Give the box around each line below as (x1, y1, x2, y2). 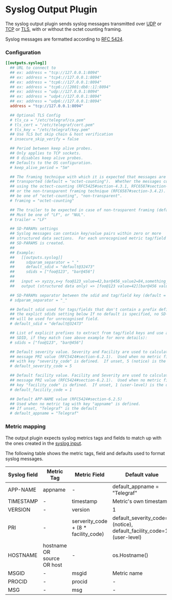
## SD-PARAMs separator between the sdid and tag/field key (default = (10, 293, 166, 298)
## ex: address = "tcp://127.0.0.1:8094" (10, 70, 100, 75)
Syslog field (8, 471, 38, 478)
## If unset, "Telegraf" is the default (10, 406, 97, 411)
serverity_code (72, 517, 107, 524)
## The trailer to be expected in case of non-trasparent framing (10, 207, 155, 213)
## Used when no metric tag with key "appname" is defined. (10, 401, 141, 406)
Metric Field (75, 471, 105, 478)
